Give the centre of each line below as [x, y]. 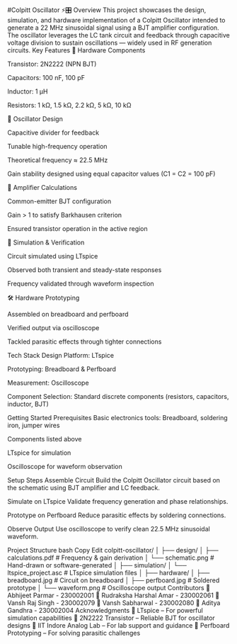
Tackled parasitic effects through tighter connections [85, 341]
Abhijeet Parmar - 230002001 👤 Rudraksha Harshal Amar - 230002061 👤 [114, 595]
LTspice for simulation [39, 453]
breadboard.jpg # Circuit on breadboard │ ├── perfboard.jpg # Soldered [114, 580]
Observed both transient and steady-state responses [85, 270]
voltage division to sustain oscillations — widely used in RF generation [110, 43]
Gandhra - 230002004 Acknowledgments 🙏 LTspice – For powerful [105, 610]
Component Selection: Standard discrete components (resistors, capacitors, [118, 396]
